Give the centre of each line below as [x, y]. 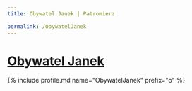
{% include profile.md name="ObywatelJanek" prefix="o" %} [96, 80]
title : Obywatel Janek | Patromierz [61, 14]
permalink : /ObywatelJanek [47, 26]
